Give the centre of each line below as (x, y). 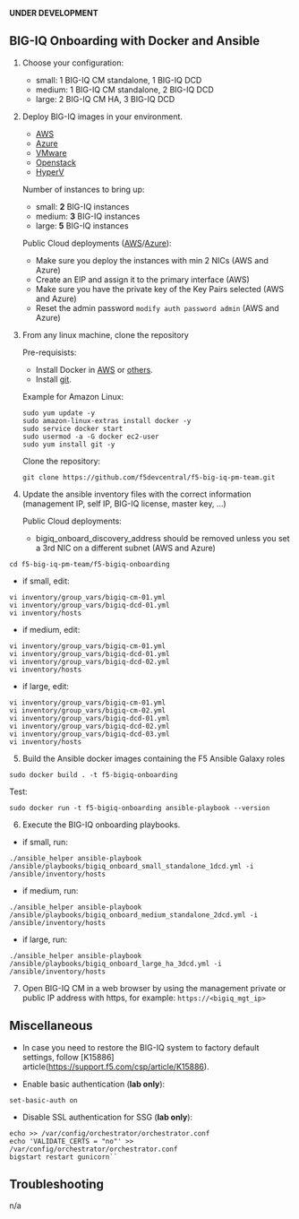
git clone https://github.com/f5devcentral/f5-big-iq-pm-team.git (149, 477)
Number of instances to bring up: (83, 189)
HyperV (50, 172)
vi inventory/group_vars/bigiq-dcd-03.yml (90, 734)
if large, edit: (46, 686)
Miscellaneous (51, 1026)
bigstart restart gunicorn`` (64, 1157)
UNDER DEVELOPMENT (54, 13)
